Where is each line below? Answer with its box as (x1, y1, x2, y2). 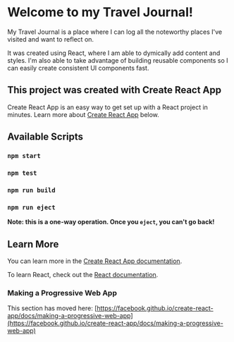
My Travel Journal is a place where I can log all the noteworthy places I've (7, 28, 223, 36)
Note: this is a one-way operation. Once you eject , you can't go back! (7, 218, 215, 226)
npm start (7, 152, 41, 160)
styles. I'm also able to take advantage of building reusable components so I (7, 56, 228, 64)
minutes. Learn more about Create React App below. (7, 110, 160, 118)
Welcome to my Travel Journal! (7, 4, 194, 20)
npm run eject (7, 203, 56, 212)
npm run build (7, 186, 56, 194)
